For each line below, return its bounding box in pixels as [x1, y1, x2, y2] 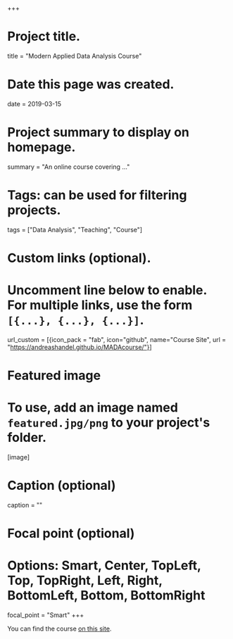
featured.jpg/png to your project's [7, 415, 210, 431]
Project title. [7, 29, 81, 44]
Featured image [7, 367, 101, 384]
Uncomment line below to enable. [7, 282, 208, 298]
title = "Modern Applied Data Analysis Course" [7, 51, 142, 60]
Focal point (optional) [7, 526, 135, 542]
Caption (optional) [7, 478, 116, 493]
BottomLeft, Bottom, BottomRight [7, 588, 206, 604]
